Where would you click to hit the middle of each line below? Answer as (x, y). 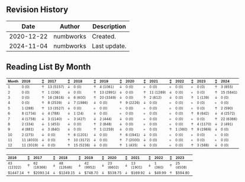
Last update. (109, 45)
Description (109, 26)
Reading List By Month (49, 67)
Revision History (37, 10)
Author (70, 26)
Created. (104, 36)
